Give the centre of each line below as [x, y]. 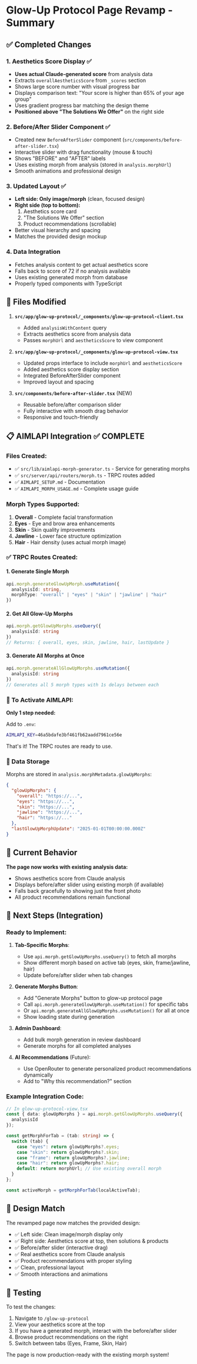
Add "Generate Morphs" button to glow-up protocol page [93, 998]
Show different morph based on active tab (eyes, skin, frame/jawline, [107, 963]
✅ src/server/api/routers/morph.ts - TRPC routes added [85, 475]
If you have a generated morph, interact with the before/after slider [96, 1331]
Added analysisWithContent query [65, 327]
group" [23, 99]
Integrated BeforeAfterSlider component [72, 375]
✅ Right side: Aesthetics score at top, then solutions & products [91, 1241]
